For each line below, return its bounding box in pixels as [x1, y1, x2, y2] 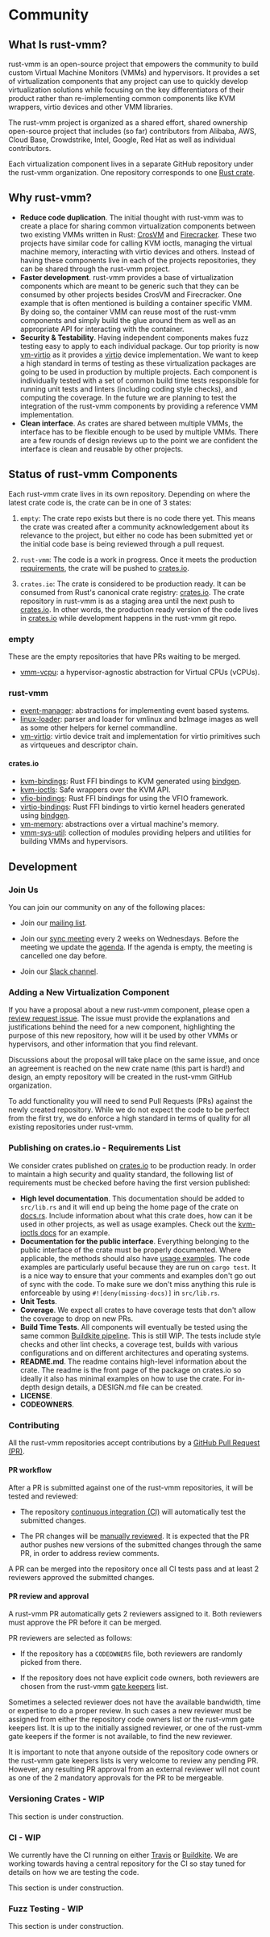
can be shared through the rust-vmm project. [19, 264, 171, 274]
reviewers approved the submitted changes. [8, 1573, 155, 1583]
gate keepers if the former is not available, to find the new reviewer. [8, 1732, 233, 1742]
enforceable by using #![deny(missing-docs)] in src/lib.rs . [19, 1288, 220, 1298]
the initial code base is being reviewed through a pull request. [19, 539, 225, 548]
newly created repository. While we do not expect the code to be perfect [8, 1105, 250, 1115]
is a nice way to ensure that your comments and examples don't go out [19, 1270, 256, 1281]
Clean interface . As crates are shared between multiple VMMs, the [19, 418, 243, 428]
